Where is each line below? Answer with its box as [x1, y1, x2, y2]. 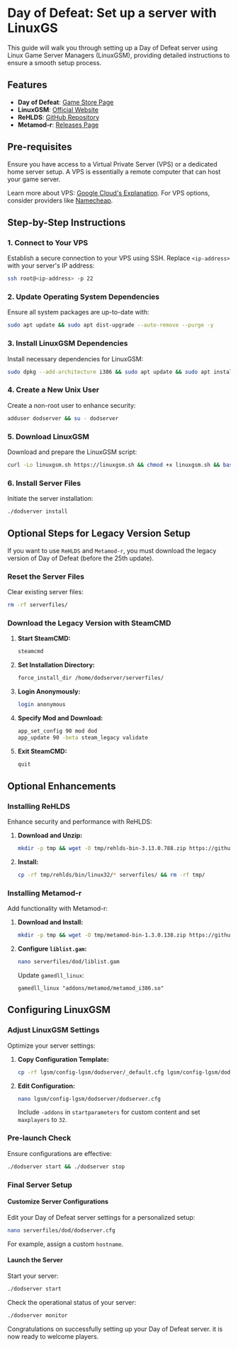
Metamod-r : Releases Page [17, 120, 99, 129]
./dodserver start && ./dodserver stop [7, 1163, 125, 1170]
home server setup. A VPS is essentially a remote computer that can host [7, 167, 221, 176]
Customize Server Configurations [7, 1197, 108, 1206]
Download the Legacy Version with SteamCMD [7, 618, 171, 628]
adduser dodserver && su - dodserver [7, 414, 119, 422]
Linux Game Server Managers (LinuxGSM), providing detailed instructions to [7, 51, 230, 60]
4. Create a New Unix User [7, 385, 100, 395]
